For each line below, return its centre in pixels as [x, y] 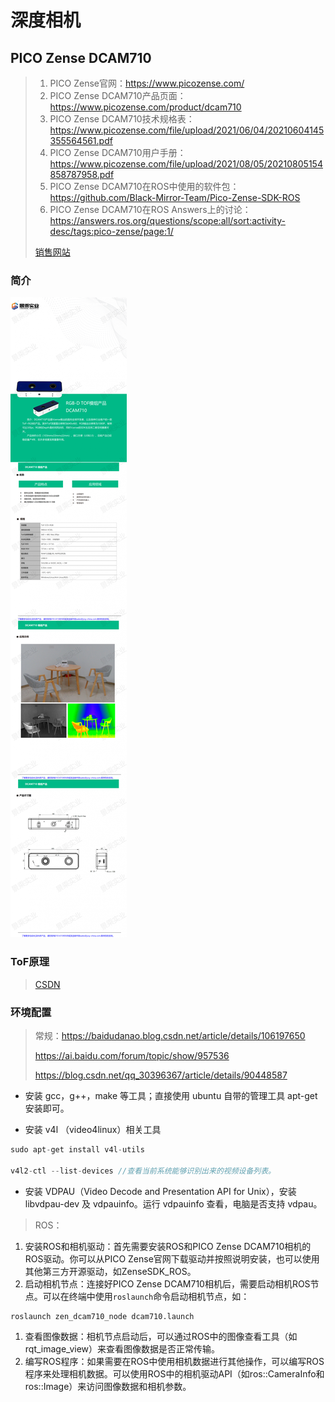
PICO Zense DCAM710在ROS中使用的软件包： [144, 186]
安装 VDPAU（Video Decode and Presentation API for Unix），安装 [160, 1191]
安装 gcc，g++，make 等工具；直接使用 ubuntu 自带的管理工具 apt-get [171, 1095]
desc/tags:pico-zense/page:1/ [111, 231]
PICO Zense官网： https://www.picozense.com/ [147, 83]
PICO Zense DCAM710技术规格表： [122, 119]
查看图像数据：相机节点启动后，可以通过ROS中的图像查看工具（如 [161, 1336]
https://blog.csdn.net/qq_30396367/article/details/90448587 [161, 1075]
